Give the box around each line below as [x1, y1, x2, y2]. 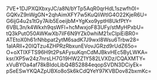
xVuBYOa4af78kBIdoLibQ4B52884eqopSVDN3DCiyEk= [6, 61, 143, 68]
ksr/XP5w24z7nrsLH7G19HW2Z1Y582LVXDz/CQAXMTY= [6, 55, 146, 62]
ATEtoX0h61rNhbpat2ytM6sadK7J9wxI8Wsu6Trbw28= [6, 36, 140, 43]
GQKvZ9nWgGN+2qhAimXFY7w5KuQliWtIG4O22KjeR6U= [6, 11, 148, 18]
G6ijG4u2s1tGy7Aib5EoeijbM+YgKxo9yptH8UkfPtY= [6, 18, 132, 24]
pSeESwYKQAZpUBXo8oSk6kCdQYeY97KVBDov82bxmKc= [6, 68, 152, 74]
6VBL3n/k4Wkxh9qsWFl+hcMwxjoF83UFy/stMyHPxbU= [6, 24, 145, 31]
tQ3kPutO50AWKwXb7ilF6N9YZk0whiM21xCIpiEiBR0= [6, 30, 139, 37]
